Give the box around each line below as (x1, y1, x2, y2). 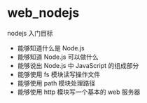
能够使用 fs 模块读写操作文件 (17, 70, 100, 78)
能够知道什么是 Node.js (17, 43, 85, 52)
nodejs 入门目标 (7, 29, 54, 37)
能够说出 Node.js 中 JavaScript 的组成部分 (17, 61, 139, 69)
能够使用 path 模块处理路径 (17, 78, 96, 87)
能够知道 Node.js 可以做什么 (17, 53, 99, 61)
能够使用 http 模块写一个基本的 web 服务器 (17, 88, 141, 96)
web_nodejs (7, 5, 80, 21)
